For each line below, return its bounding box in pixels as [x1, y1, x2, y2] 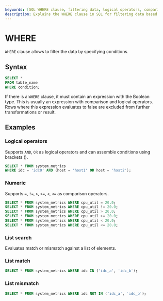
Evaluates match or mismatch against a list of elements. [5, 245, 116, 251]
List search [5, 234, 32, 241]
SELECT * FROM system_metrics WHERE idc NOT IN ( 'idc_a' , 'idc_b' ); [5, 291, 147, 296]
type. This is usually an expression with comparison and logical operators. [5, 98, 153, 105]
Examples [5, 123, 35, 132]
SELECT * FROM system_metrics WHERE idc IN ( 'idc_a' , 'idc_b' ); [5, 268, 138, 273]
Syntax [5, 63, 27, 71]
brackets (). [5, 154, 28, 160]
